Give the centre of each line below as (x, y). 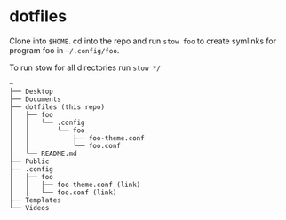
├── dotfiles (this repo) (57, 107)
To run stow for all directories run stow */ (85, 67)
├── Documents (36, 99)
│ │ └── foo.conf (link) (63, 192)
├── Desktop (31, 91)
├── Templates (36, 200)
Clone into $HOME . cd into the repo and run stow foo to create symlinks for (143, 41)
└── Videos (29, 208)
